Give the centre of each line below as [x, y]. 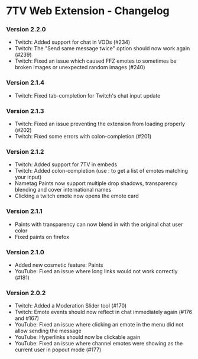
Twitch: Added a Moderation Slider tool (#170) [71, 306]
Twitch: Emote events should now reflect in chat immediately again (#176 [103, 312]
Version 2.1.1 [24, 211]
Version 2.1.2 [25, 152]
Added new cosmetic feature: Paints [59, 265]
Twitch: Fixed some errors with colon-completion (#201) [83, 137]
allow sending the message [48, 331]
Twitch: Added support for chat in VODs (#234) [72, 42]
